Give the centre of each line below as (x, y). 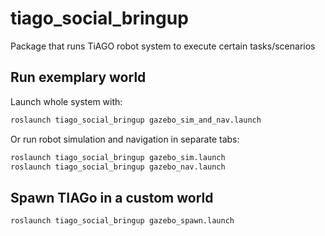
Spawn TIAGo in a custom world (112, 197)
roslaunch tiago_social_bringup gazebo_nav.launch (118, 167)
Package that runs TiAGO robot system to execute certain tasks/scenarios (163, 46)
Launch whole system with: (66, 101)
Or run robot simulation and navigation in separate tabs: (125, 139)
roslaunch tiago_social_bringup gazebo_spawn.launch (122, 221)
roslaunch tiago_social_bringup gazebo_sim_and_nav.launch (136, 120)
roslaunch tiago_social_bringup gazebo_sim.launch (118, 157)
